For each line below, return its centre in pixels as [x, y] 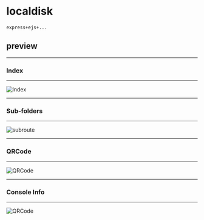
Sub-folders [25, 111]
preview [22, 46]
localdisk [30, 11]
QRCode [19, 152]
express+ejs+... [27, 27]
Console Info [25, 192]
